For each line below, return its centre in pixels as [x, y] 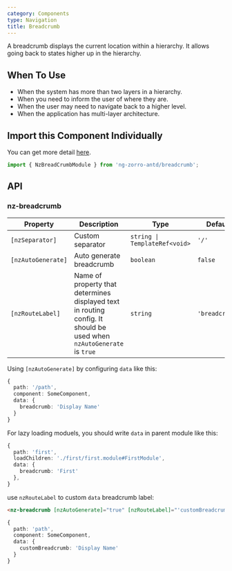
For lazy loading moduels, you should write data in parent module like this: [113, 433]
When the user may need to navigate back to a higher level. [102, 106]
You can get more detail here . [49, 152]
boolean [143, 260]
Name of [88, 275]
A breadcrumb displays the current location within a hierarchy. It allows [108, 46]
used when [92, 336]
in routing [89, 310]
